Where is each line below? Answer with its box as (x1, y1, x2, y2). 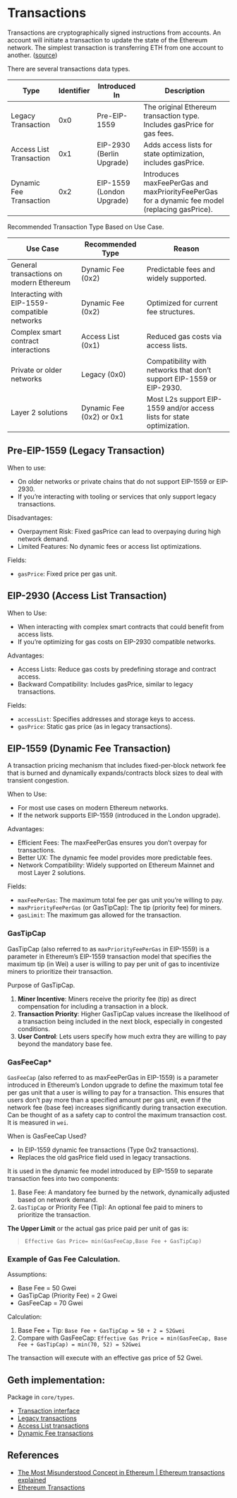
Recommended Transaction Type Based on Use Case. (7, 222, 164, 231)
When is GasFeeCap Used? (7, 1131, 87, 1140)
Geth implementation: (7, 1374, 106, 1386)
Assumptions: (7, 1270, 47, 1279)
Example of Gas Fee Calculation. (7, 1254, 121, 1264)
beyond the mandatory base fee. (17, 1040, 113, 1048)
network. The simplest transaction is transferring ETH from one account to (7, 43, 224, 52)
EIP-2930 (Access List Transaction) (7, 590, 167, 602)
